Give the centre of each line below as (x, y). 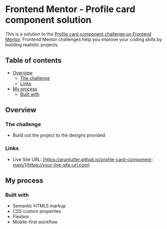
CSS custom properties (37, 211)
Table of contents (33, 61)
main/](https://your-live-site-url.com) (51, 164)
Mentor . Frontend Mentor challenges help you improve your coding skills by (84, 39)
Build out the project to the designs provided (59, 135)
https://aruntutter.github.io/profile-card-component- (99, 159)
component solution (48, 20)
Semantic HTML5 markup (39, 206)
